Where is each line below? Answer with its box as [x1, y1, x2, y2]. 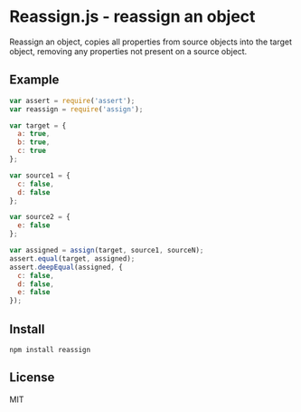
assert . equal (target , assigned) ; [9, 254, 136, 263]
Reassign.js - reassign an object [9, 6, 256, 27]
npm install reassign [9, 345, 91, 354]
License [9, 369, 55, 386]
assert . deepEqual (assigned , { [9, 263, 124, 272]
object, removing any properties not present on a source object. [9, 45, 248, 56]
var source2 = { [9, 213, 71, 222]
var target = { [9, 120, 67, 130]
